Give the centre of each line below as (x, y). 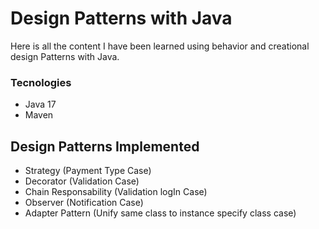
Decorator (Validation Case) (82, 181)
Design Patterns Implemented (105, 146)
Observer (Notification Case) (84, 203)
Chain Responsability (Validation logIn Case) (116, 192)
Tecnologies (41, 82)
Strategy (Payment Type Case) (88, 171)
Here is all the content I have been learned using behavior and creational (160, 46)
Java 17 (40, 104)
